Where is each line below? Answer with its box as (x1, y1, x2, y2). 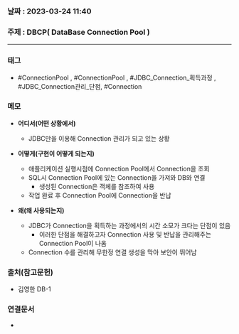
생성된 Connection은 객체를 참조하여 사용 (38, 182, 155, 190)
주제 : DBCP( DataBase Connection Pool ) (7, 27, 151, 37)
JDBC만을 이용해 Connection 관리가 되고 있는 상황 (28, 134, 170, 143)
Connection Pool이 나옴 (38, 239, 107, 247)
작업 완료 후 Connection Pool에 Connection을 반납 (28, 190, 172, 200)
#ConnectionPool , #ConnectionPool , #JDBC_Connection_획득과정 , (17, 73, 216, 82)
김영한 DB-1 (17, 285, 51, 293)
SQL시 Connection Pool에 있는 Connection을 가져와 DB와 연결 (28, 173, 206, 182)
